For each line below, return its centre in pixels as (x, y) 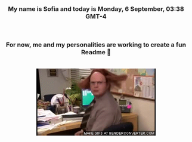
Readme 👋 (96, 53)
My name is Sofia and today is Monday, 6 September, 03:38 (96, 9)
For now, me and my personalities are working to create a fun (96, 45)
